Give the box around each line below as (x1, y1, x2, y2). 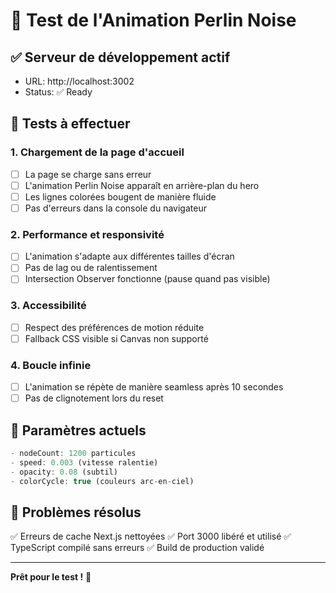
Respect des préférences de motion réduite (24, 321, 205, 333)
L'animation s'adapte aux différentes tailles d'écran (24, 250, 235, 263)
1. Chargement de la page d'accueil (10, 145, 185, 159)
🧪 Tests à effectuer (10, 115, 131, 133)
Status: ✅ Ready (24, 86, 93, 98)
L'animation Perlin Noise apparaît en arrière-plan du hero (24, 179, 260, 191)
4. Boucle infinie (10, 358, 92, 372)
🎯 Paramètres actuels (10, 422, 147, 439)
